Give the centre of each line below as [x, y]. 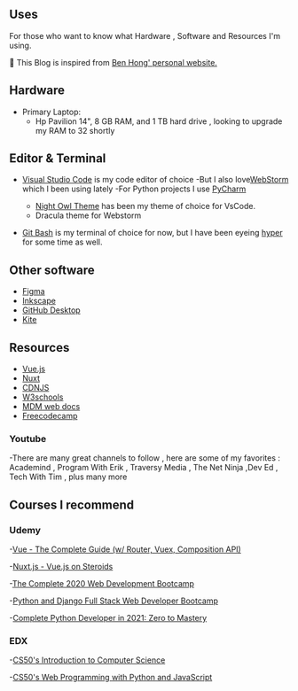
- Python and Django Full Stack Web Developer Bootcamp [114, 601]
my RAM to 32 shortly [75, 130]
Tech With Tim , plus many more [68, 477]
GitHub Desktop [51, 310]
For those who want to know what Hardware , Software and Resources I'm [145, 35]
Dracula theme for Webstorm [88, 215]
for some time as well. [63, 242]
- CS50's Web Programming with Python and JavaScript [111, 678]
